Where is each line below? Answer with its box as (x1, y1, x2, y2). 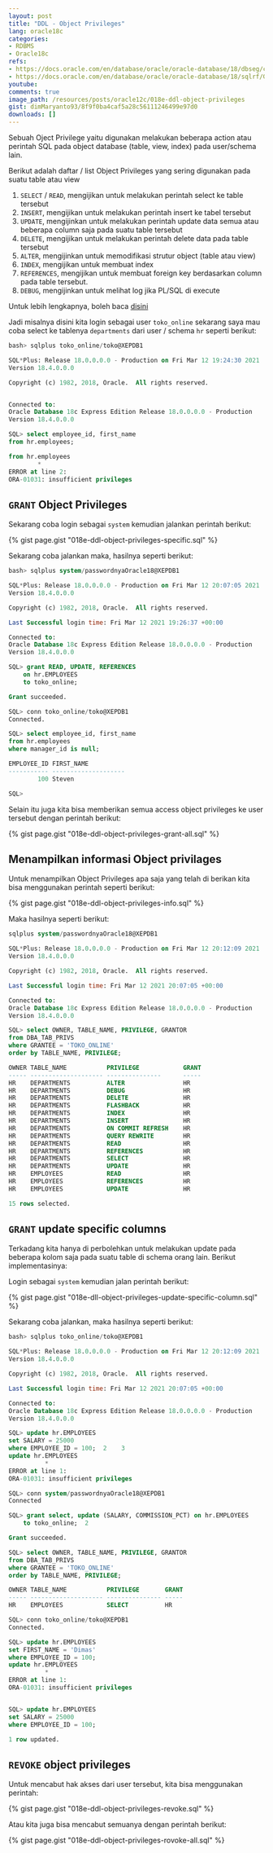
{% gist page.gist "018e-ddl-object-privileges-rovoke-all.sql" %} (8, 1835, 225, 1846)
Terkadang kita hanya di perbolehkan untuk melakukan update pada (8, 1243, 236, 1253)
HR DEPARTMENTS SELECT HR (8, 1155, 191, 1163)
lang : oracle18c (8, 27, 63, 35)
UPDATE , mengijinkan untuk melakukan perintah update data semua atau (19, 217, 259, 226)
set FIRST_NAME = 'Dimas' (8, 1645, 96, 1654)
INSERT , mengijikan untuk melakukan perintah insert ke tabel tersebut (19, 208, 252, 217)
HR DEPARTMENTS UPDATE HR (8, 1162, 191, 1170)
